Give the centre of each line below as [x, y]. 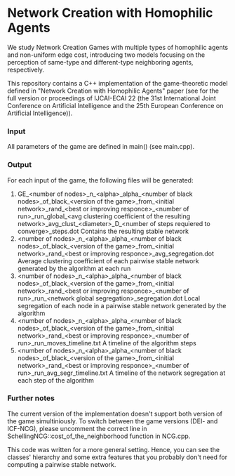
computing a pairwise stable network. [62, 464]
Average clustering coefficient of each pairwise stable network [108, 260]
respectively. [26, 70]
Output [20, 165]
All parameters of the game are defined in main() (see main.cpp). [101, 147]
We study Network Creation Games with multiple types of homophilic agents [118, 47]
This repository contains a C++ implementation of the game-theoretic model [117, 83]
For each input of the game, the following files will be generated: [100, 180]
